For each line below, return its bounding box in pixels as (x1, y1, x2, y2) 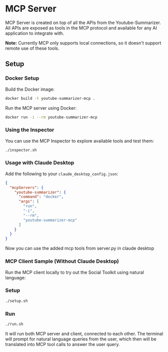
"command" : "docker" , (18, 194, 64, 199)
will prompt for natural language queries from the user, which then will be (5, 336, 156, 342)
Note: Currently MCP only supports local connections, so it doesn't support (5, 40, 161, 46)
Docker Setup (5, 75, 39, 82)
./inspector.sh (5, 147, 37, 153)
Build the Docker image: (5, 86, 55, 92)
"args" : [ (18, 199, 39, 204)
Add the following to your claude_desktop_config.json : (5, 171, 118, 177)
